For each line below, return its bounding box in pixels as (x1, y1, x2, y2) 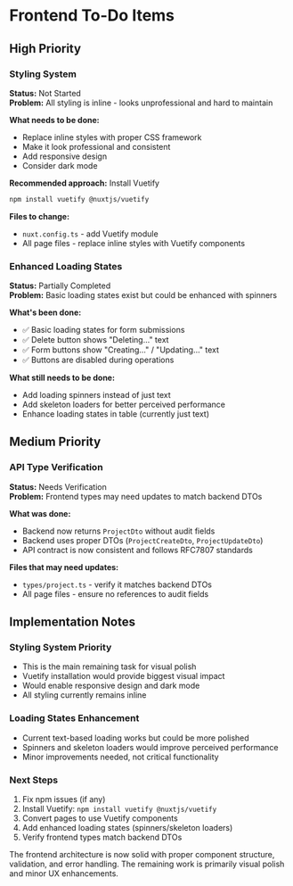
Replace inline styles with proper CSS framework (21, 131, 202, 143)
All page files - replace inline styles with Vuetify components (21, 237, 246, 248)
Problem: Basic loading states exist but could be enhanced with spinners (9, 290, 278, 301)
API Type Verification (9, 461, 104, 474)
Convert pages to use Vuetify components (21, 813, 178, 824)
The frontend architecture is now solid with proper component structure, (9, 849, 275, 860)
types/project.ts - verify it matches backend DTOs (21, 579, 212, 590)
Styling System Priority (9, 642, 112, 654)
